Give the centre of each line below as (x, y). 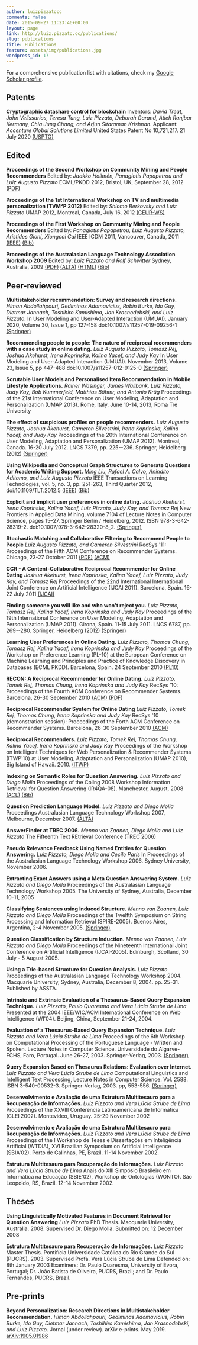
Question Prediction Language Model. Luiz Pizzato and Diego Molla (90, 806)
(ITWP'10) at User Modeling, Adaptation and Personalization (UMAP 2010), (97, 758)
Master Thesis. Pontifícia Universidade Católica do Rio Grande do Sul (90, 1252)
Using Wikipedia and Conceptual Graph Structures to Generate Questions (98, 465)
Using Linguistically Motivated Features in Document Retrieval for (89, 1216)
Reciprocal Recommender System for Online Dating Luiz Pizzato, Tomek (96, 709)
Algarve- (169, 1049)
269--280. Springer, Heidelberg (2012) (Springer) (66, 630)
